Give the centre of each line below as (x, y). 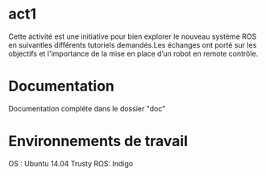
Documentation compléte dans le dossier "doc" (87, 108)
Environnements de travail (98, 141)
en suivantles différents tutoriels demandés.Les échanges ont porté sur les (133, 44)
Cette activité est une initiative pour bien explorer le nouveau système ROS (133, 36)
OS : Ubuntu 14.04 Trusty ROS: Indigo (71, 163)
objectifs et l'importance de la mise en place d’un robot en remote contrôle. (133, 53)
